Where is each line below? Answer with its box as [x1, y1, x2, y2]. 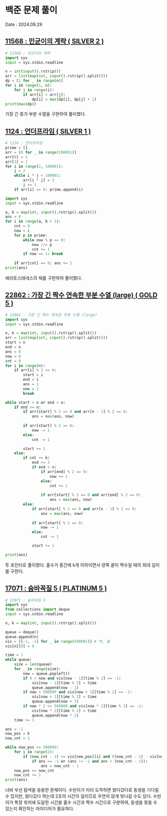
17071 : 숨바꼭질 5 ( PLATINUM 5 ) [5, 584, 107, 593]
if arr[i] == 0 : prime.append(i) [14, 187, 83, 192]
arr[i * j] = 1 [23, 178, 55, 183]
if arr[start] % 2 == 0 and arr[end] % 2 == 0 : [40, 493, 141, 498]
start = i [23, 372, 43, 377]
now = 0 [5, 354, 21, 359]
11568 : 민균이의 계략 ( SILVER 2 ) [5, 37, 104, 45]
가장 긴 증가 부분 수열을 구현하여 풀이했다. [5, 111, 86, 117]
